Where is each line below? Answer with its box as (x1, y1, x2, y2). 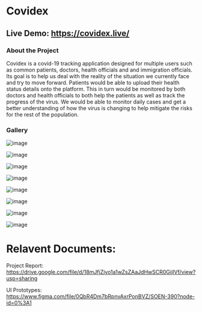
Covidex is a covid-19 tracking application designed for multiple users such (6, 60, 192, 67)
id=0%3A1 (6, 299, 32, 307)
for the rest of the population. (6, 111, 79, 118)
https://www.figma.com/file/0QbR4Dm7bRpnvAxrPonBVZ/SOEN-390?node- (6, 293, 195, 300)
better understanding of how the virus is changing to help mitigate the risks (6, 104, 192, 112)
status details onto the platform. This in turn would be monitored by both (6, 85, 186, 93)
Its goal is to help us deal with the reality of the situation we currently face (6, 72, 189, 79)
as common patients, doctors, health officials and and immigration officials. (6, 66, 192, 73)
